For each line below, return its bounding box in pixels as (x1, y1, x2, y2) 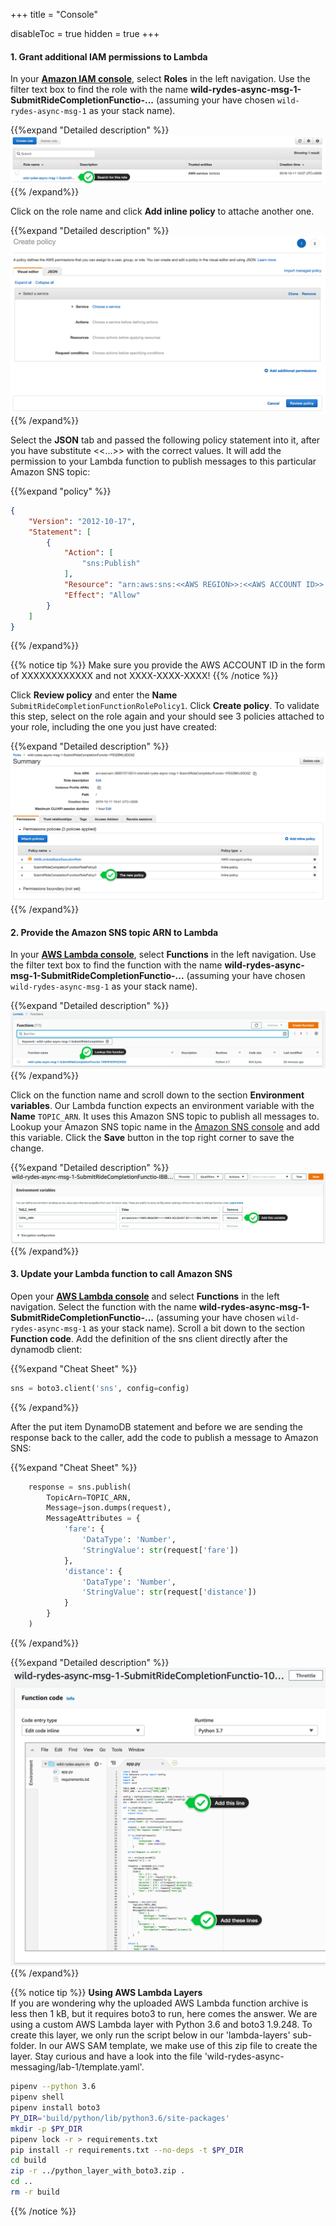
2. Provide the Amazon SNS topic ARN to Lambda (10, 926, 219, 938)
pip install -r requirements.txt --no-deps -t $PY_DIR (10, 2145, 244, 2155)
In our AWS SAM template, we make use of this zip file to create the (38, 2040, 318, 2052)
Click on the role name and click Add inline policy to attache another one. (10, 205, 315, 218)
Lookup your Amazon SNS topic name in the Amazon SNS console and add (10, 1120, 320, 1133)
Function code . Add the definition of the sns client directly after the (10, 1332, 288, 1344)
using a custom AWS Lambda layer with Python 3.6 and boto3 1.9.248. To (10, 2019, 313, 2031)
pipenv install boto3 (10, 2103, 101, 2113)
